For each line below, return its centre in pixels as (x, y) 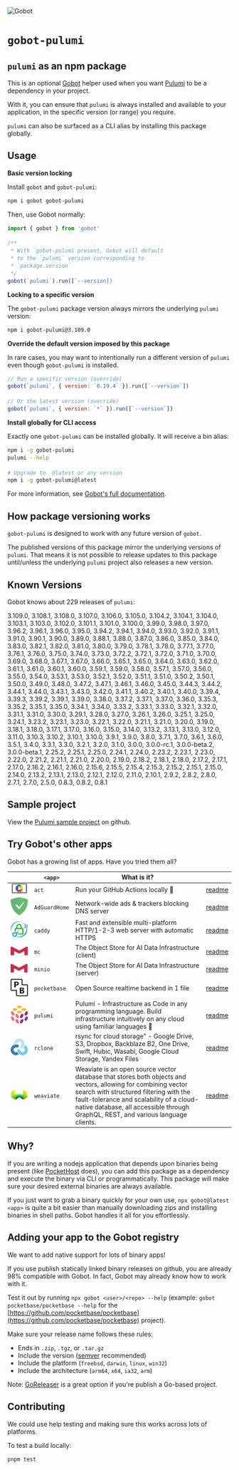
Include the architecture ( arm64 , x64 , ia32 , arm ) (85, 1370)
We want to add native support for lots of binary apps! (86, 1255)
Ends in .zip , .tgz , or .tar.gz (61, 1347)
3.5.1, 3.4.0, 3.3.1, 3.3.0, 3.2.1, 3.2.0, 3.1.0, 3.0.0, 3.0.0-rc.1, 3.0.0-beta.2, (111, 744)
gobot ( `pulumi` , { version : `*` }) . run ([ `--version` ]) (90, 409)
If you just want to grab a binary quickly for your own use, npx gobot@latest (118, 1200)
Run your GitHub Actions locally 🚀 (124, 889)
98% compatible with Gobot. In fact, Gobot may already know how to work (117, 1276)
